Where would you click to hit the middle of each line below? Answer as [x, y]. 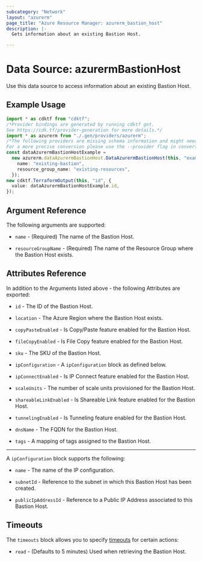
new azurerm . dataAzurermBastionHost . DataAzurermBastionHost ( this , [96, 158]
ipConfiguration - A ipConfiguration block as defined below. [91, 365]
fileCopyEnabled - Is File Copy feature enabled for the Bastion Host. [99, 341]
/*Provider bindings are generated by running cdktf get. [80, 124]
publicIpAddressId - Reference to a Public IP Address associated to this [104, 500]
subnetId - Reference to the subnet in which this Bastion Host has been [103, 481]
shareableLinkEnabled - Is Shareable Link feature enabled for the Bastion [105, 400]
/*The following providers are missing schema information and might [95, 141]
